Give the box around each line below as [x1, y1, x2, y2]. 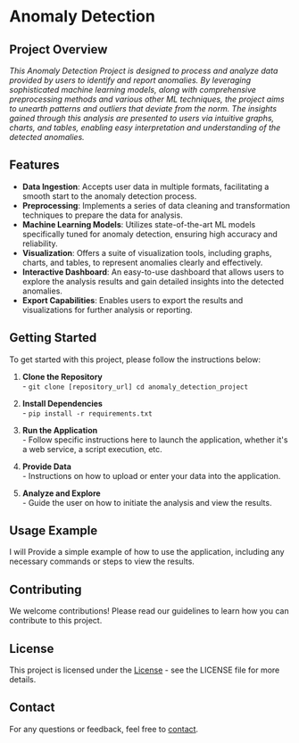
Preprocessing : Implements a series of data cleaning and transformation [21, 200, 291, 211]
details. [9, 674, 37, 685]
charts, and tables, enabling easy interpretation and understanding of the [9, 122, 281, 133]
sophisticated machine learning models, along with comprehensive [9, 85, 257, 95]
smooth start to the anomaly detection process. [21, 190, 197, 202]
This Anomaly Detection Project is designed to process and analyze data [9, 65, 278, 76]
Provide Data [21, 461, 71, 472]
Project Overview [9, 42, 108, 57]
